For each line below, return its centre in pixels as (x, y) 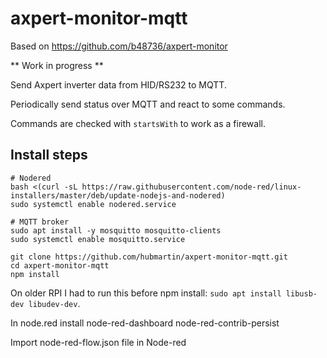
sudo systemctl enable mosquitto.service (98, 239)
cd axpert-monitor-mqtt (60, 265)
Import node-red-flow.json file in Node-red (98, 342)
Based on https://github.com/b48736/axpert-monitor (119, 46)
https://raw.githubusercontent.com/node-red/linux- (191, 187)
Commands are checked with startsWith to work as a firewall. (138, 123)
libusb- (301, 293)
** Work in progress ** (57, 65)
